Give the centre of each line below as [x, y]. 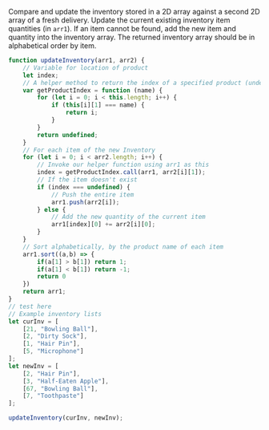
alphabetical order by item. [52, 46]
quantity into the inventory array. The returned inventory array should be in [132, 37]
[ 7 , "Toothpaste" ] [53, 396]
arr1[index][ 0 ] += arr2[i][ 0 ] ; [103, 225]
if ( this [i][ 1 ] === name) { [98, 105]
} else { [52, 209]
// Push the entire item [92, 195]
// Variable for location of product [86, 67]
